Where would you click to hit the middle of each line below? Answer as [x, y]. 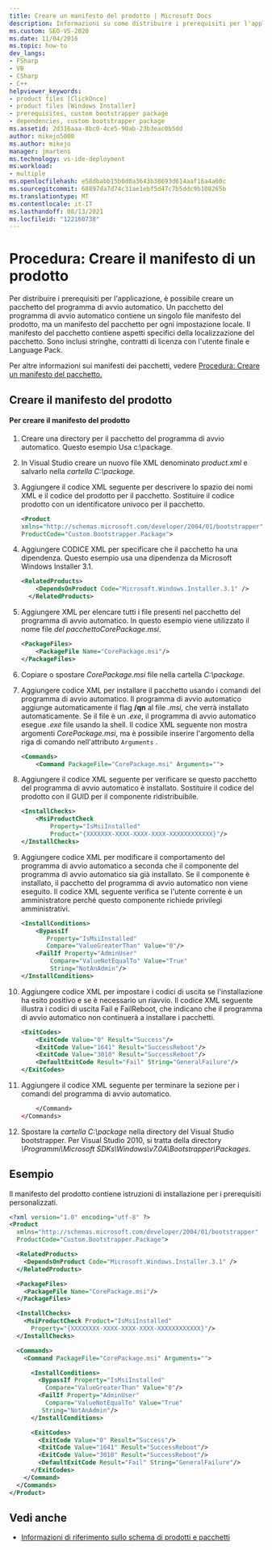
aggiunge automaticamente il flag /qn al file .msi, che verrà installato [135, 707]
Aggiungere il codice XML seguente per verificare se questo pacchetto [139, 779]
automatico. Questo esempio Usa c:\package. [96, 447]
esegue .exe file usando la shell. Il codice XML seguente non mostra [134, 724]
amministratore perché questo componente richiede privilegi [121, 900]
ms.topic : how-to [38, 46]
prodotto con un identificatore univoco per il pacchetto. [113, 504]
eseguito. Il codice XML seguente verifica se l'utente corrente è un [132, 891]
